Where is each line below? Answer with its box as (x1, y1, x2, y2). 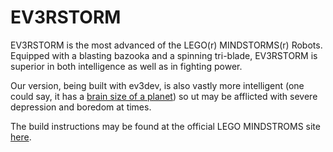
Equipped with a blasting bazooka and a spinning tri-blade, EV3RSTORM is (10, 49, 318, 61)
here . (10, 131, 32, 143)
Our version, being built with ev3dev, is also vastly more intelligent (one (10, 79, 305, 91)
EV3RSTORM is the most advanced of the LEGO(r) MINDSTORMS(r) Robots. (10, 39, 323, 51)
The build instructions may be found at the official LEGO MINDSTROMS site (10, 120, 321, 132)
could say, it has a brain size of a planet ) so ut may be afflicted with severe (10, 90, 318, 102)
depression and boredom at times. (10, 101, 152, 113)
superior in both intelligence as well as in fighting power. (10, 60, 243, 72)
